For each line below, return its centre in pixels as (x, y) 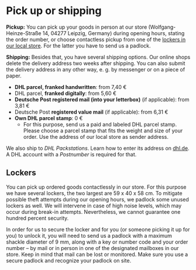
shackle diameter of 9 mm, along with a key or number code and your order (97, 242)
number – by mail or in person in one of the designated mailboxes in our (92, 248)
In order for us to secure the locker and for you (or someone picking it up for (98, 229)
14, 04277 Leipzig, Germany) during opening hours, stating (114, 33)
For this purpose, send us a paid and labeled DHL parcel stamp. (100, 124)
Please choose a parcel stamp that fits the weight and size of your (103, 131)
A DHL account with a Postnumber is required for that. (71, 154)
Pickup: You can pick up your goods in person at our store (77, 27)
